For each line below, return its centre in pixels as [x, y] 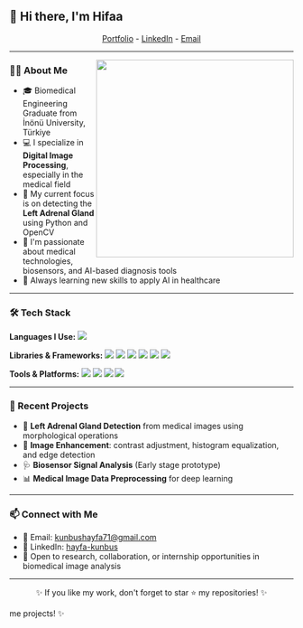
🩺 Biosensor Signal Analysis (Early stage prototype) [121, 464]
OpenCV [38, 232]
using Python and [55, 223]
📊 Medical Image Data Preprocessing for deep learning [128, 478]
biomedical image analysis [72, 566]
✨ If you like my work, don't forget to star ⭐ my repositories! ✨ [151, 592]
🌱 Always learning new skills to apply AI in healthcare [121, 280]
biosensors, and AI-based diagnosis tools [100, 271]
